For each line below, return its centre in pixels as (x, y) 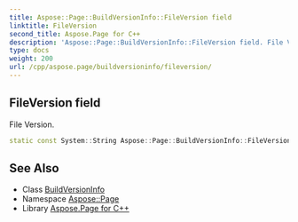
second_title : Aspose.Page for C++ (75, 34)
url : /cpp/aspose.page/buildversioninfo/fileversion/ (111, 67)
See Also (34, 168)
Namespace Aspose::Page (71, 199)
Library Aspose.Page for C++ (76, 209)
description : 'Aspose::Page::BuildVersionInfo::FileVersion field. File (146, 42)
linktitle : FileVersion (53, 26)
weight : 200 (31, 59)
